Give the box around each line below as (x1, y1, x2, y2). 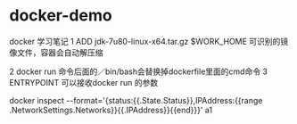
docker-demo (9, 5, 113, 26)
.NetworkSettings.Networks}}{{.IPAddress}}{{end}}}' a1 (9, 104, 213, 115)
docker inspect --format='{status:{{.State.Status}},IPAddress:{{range (9, 95, 263, 105)
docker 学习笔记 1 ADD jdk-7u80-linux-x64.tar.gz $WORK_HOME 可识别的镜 (9, 36, 289, 46)
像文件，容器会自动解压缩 (9, 46, 103, 58)
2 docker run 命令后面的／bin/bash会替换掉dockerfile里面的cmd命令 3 (9, 66, 268, 77)
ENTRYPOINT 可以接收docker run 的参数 (9, 77, 159, 87)
